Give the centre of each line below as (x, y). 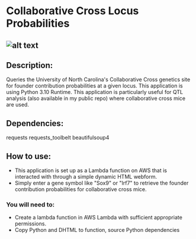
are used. (18, 105)
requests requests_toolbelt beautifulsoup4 (58, 138)
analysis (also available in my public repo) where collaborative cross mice (96, 98)
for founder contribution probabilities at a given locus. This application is (94, 86)
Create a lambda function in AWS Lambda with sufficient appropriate (98, 218)
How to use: (29, 156)
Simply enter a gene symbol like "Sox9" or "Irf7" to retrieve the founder (102, 183)
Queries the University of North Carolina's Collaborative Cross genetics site (98, 80)
